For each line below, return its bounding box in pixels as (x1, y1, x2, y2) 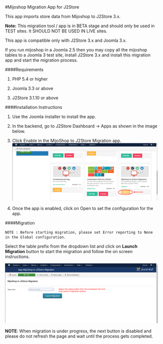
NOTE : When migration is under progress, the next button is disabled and (5, 328, 152, 334)
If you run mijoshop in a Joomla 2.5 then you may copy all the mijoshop (5, 47, 147, 52)
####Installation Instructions (5, 104, 63, 110)
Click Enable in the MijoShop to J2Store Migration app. (12, 138, 122, 143)
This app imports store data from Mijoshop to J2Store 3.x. (5, 14, 121, 19)
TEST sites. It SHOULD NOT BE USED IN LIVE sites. (5, 28, 108, 34)
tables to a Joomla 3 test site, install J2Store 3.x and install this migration (5, 52, 151, 58)
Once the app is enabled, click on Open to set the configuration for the (12, 205, 154, 211)
